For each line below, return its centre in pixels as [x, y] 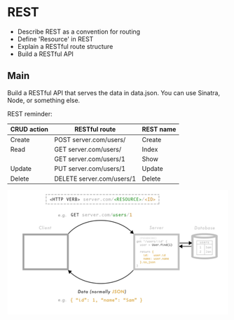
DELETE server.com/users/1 [95, 179]
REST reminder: [30, 113]
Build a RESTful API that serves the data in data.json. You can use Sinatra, [114, 92]
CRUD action [29, 130]
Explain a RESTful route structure [65, 46]
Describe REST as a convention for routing [79, 32]
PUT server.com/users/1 [90, 169]
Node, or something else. [44, 100]
